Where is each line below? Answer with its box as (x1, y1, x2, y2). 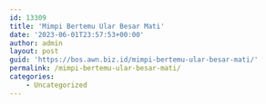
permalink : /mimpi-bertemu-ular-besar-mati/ (9, 64, 181, 73)
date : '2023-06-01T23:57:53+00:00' (9, 30, 145, 39)
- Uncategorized (26, 80, 88, 90)
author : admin (9, 38, 64, 48)
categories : (9, 72, 55, 81)
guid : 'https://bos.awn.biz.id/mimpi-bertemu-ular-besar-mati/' (9, 55, 259, 64)
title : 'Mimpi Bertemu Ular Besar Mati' (9, 22, 166, 31)
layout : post (9, 47, 59, 56)
